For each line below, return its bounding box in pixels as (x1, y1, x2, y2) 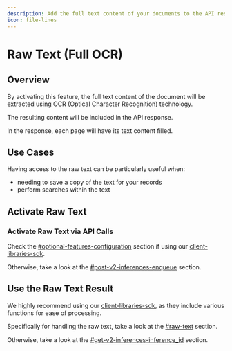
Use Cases (7, 146, 55, 158)
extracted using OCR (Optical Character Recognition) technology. (7, 100, 193, 108)
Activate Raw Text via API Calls (7, 226, 114, 236)
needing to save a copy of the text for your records (17, 178, 162, 187)
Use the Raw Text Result (7, 283, 114, 295)
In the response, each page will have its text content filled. (7, 126, 173, 135)
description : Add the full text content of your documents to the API (7, 10, 215, 17)
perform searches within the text (17, 186, 110, 194)
